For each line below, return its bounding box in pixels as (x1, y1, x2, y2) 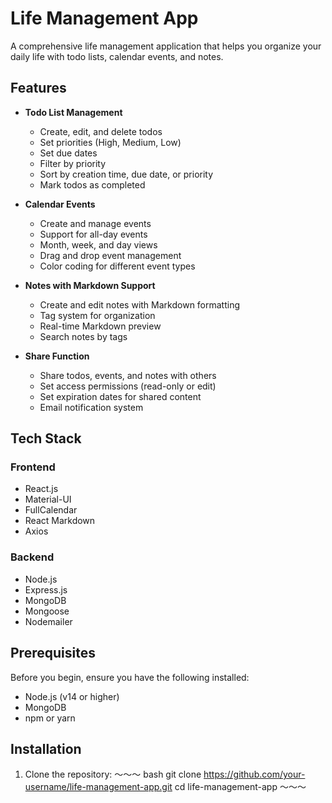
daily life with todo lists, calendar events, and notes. (10, 50, 224, 62)
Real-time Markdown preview (39, 320, 162, 332)
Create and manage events (39, 217, 152, 229)
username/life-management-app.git (24, 781, 173, 793)
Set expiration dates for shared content (39, 390, 202, 402)
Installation (10, 740, 82, 757)
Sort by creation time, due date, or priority (39, 168, 214, 180)
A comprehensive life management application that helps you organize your (10, 40, 322, 52)
